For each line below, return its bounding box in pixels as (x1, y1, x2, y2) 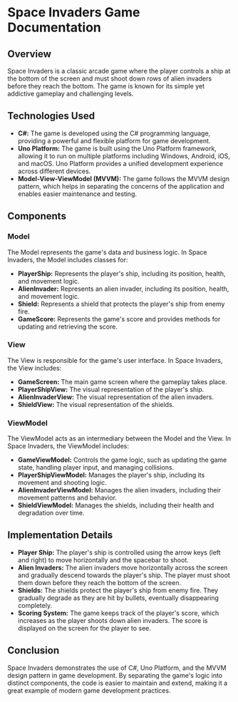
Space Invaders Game (7, 4, 140, 21)
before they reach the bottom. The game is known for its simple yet (7, 82, 205, 90)
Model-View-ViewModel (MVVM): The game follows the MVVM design (17, 174, 230, 182)
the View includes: (7, 363, 62, 372)
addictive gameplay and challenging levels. (7, 90, 134, 98)
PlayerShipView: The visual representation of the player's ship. (17, 385, 205, 393)
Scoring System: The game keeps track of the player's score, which (17, 609, 219, 617)
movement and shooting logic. (17, 478, 107, 487)
